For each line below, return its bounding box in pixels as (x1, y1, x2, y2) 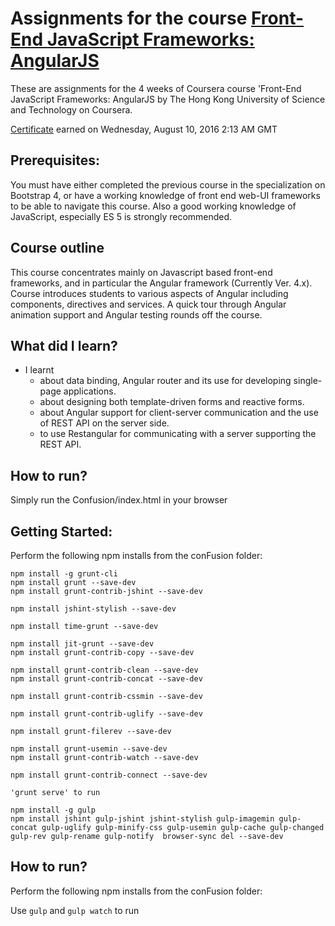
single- (293, 375, 323, 387)
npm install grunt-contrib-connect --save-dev (10, 770, 208, 780)
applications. (63, 385, 117, 397)
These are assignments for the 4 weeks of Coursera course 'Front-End (10, 82, 302, 94)
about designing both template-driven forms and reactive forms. (39, 396, 305, 408)
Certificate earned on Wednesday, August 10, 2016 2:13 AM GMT (10, 123, 278, 135)
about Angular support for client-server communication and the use (39, 407, 319, 419)
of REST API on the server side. (39, 417, 170, 429)
